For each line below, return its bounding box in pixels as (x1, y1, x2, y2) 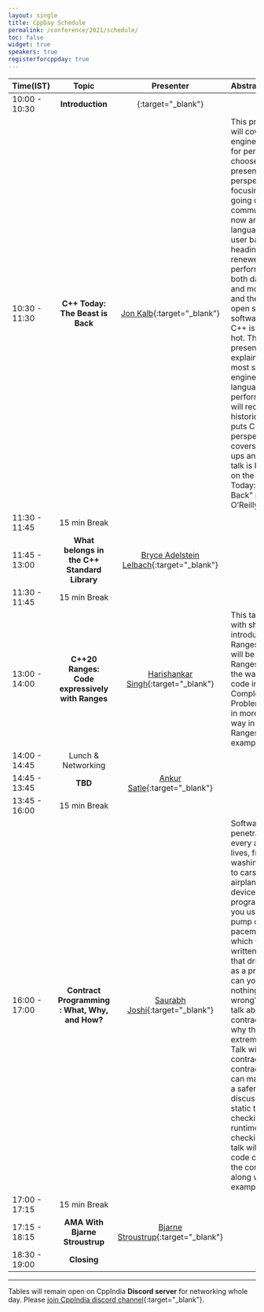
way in (230, 717, 255, 728)
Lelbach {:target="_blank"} (122, 559, 218, 570)
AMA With (64, 1216, 104, 1227)
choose (230, 155, 258, 166)
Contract (66, 984, 101, 995)
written (230, 945, 257, 956)
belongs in (64, 544, 104, 555)
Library (70, 574, 98, 585)
